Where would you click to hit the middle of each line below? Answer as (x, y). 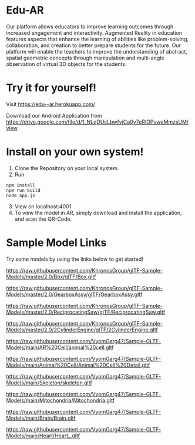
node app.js (21, 195)
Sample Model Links (56, 243)
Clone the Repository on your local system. (67, 168)
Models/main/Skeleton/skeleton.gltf (49, 383)
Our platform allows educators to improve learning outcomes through (90, 26)
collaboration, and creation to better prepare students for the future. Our (93, 45)
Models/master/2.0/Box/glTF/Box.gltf (51, 277)
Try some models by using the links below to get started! (75, 259)
